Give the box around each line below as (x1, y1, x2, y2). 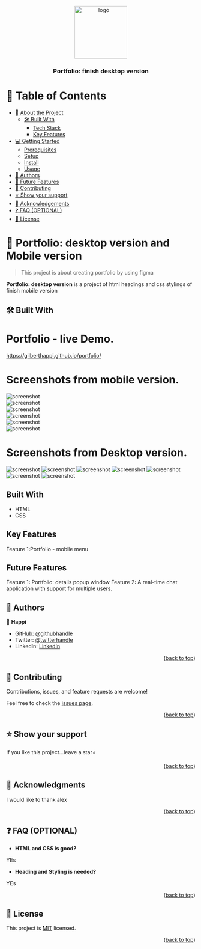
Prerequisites (23, 146, 57, 153)
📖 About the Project (14, 109, 64, 116)
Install (23, 159, 39, 166)
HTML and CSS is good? (14, 844, 77, 852)
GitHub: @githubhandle (14, 630, 73, 637)
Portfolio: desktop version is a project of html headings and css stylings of (6, 280, 193, 288)
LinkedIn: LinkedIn (14, 643, 61, 650)
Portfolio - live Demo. (6, 332, 114, 346)
